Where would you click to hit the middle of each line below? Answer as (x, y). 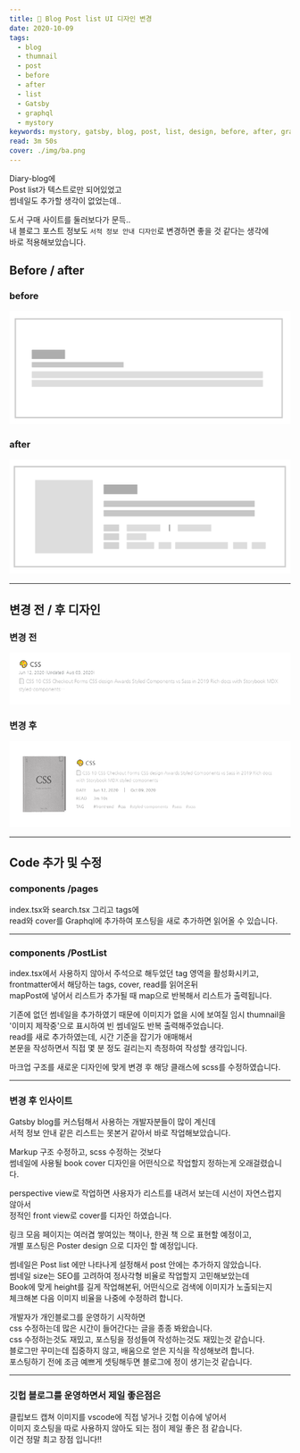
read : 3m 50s (33, 142)
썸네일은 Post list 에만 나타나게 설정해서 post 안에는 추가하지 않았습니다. (135, 1265)
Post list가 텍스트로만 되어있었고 (66, 189)
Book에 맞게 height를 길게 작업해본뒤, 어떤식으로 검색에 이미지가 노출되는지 (141, 1287)
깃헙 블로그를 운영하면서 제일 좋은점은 (85, 1396)
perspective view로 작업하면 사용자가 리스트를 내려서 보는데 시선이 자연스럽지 (146, 1193)
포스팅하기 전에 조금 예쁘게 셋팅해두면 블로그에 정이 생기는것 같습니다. (131, 1362)
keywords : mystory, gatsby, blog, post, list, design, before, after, (143, 132)
